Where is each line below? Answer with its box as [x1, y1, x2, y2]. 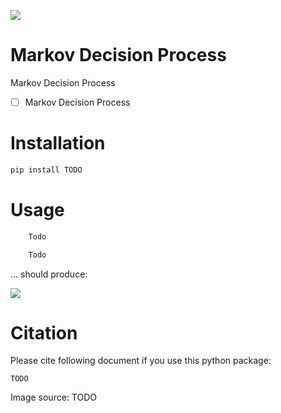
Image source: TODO [10, 391, 97, 404]
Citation [10, 321, 78, 344]
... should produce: [10, 268, 88, 280]
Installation [10, 132, 106, 155]
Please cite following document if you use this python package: [10, 355, 272, 367]
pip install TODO [10, 165, 83, 175]
